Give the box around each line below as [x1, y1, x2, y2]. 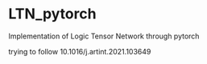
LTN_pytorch [8, 5, 97, 23]
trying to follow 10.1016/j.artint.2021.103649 [8, 46, 151, 56]
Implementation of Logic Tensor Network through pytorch [8, 31, 200, 41]
